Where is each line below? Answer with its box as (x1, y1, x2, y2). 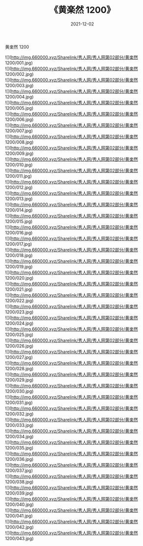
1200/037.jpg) (5, 467, 33, 473)
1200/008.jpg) (5, 139, 34, 145)
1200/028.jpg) (5, 365, 34, 371)
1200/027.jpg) (5, 354, 33, 360)
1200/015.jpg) (5, 218, 33, 224)
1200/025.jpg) (5, 332, 33, 337)
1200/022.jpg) (5, 297, 34, 304)
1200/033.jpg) (5, 422, 34, 428)
